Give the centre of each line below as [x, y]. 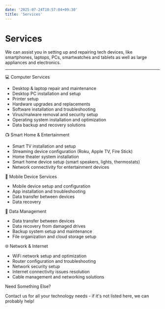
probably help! [20, 301]
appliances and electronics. [33, 62]
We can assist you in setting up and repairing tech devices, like [69, 52]
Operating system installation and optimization [59, 120]
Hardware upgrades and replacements [51, 104]
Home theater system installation [46, 157]
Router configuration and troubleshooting [54, 261]
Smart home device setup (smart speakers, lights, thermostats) [76, 162]
